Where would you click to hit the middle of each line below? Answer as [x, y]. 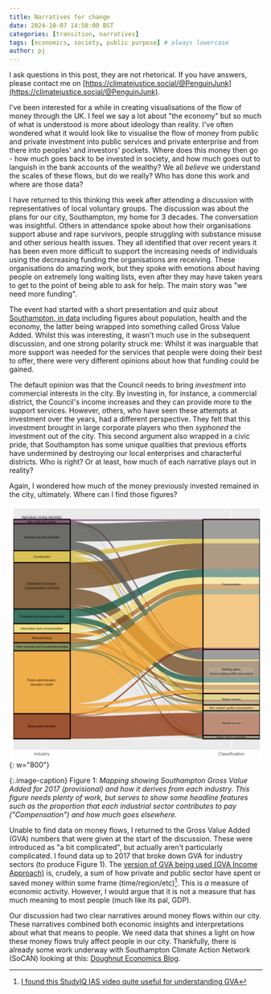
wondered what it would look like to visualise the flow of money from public [134, 133]
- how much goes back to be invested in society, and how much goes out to [135, 159]
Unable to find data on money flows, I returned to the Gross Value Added [130, 830]
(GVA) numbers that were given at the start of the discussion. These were [131, 839]
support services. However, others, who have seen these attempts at [123, 411]
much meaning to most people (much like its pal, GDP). [101, 900]
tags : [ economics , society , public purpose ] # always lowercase [119, 43]
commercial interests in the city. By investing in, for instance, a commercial [133, 393]
